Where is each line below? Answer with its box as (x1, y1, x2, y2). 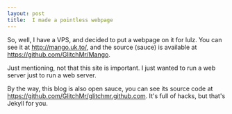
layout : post (7, 10, 45, 17)
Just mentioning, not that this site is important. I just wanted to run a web (7, 64, 216, 72)
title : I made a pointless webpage (7, 17, 113, 23)
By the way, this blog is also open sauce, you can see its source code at (7, 84, 213, 93)
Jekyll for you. (7, 99, 49, 107)
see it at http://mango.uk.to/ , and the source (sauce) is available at (7, 43, 197, 51)
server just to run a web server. (7, 70, 97, 79)
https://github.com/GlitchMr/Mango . (7, 50, 111, 59)
